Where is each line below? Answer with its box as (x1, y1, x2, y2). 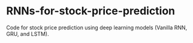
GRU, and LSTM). (6, 30, 49, 37)
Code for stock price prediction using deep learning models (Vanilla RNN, (6, 24, 188, 31)
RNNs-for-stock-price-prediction (6, 4, 176, 18)
